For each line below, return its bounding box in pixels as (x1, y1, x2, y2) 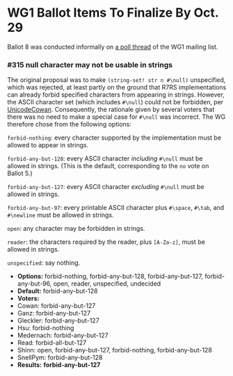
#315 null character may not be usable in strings (7, 60, 172, 70)
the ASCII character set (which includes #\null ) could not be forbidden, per (7, 98, 224, 106)
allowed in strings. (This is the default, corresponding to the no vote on (7, 162, 209, 170)
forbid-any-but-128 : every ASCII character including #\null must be (7, 154, 203, 163)
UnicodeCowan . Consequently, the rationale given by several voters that (7, 106, 215, 114)
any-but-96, (17, 279, 52, 288)
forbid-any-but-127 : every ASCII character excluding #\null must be (7, 183, 204, 191)
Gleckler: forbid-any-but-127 (17, 316, 99, 325)
